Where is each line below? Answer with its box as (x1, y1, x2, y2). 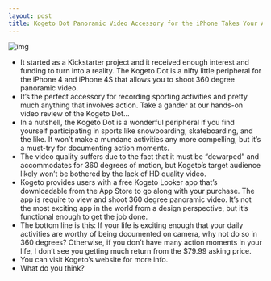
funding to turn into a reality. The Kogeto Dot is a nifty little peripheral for (19, 65, 262, 75)
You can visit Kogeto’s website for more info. (19, 254, 169, 264)
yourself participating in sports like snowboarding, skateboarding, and (19, 126, 253, 136)
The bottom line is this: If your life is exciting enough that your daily (19, 220, 244, 230)
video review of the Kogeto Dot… (19, 108, 131, 118)
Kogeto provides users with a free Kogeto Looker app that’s (19, 177, 218, 187)
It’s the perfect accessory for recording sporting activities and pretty (19, 91, 248, 101)
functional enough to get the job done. (19, 212, 148, 221)
